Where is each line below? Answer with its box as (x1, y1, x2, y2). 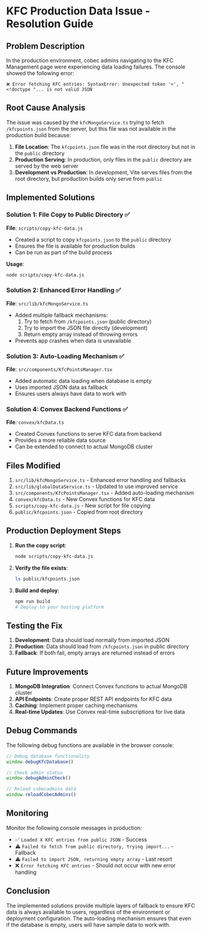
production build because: (6, 131, 71, 139)
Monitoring (6, 808, 49, 819)
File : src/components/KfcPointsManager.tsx (6, 365, 113, 373)
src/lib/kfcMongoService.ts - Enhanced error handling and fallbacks (14, 477, 186, 484)
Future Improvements (6, 667, 89, 677)
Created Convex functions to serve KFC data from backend (14, 430, 162, 438)
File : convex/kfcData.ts (6, 419, 64, 426)
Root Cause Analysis (6, 103, 86, 113)
